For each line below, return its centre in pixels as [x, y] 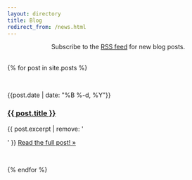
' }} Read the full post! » [41, 142]
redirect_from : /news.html [47, 27]
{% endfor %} [27, 169]
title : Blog [25, 20]
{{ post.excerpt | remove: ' [45, 129]
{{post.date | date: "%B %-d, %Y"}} [59, 95]
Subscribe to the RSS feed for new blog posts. [118, 47]
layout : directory [34, 14]
